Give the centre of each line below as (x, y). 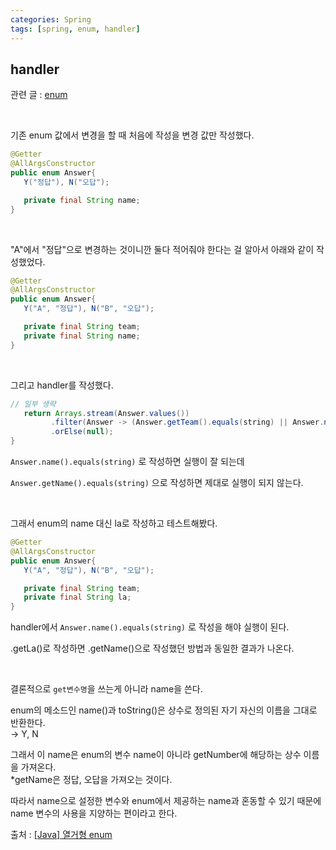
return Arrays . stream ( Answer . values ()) (106, 413)
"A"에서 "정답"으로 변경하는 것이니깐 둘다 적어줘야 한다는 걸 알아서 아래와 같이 (162, 249)
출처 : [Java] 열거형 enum (61, 835)
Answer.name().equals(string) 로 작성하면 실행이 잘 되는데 (127, 462)
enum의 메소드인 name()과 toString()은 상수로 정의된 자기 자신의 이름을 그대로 (164, 710)
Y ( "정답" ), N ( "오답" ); (66, 182)
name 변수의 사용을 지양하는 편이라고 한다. (94, 813)
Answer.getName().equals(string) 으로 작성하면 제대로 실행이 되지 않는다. (157, 483)
